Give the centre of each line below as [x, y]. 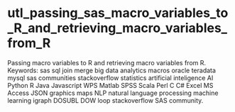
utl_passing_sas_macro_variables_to [118, 13]
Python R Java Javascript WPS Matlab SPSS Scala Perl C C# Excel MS [110, 85]
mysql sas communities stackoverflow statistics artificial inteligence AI [110, 78]
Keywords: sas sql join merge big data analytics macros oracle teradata [112, 70]
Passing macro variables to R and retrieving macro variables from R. [107, 62]
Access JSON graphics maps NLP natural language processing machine [113, 93]
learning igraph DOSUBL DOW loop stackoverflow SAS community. [105, 100]
